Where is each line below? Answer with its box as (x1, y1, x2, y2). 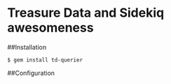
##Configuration (7, 69, 55, 77)
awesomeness (7, 20, 94, 36)
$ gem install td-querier (7, 56, 83, 64)
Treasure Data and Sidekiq (7, 5, 165, 21)
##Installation (7, 43, 47, 51)
